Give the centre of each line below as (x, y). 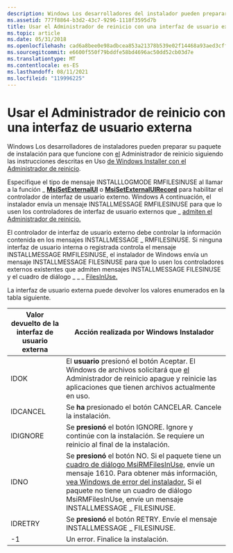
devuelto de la (35, 324)
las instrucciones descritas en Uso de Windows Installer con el (97, 161)
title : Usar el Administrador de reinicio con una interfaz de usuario (113, 26)
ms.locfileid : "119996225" (46, 78)
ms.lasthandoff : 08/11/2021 (48, 72)
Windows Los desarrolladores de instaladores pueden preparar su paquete (114, 147)
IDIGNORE (27, 436)
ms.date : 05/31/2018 (37, 40)
